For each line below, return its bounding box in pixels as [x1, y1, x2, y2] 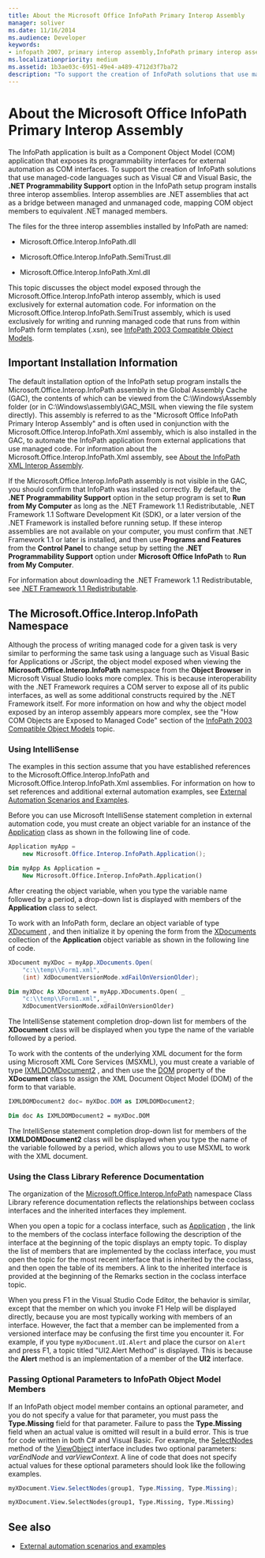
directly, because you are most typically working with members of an [8, 1312, 233, 1322]
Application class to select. [8, 903, 98, 912]
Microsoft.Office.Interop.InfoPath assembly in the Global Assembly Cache [8, 385, 248, 395]
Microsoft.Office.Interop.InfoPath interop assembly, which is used [8, 291, 221, 300]
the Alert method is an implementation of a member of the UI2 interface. [8, 1354, 244, 1364]
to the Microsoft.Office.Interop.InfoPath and [8, 770, 150, 779]
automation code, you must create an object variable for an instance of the [8, 819, 251, 828]
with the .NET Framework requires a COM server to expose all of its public [8, 682, 249, 692]
